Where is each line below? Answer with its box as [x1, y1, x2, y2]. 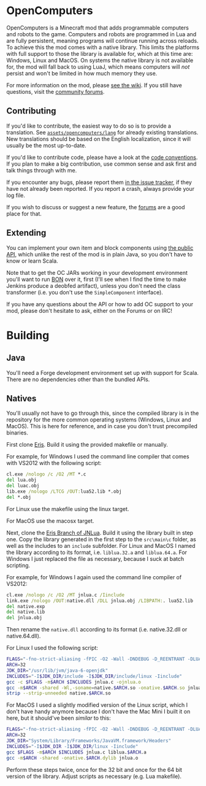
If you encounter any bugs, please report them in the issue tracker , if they [6, 179, 192, 186]
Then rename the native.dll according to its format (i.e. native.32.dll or [6, 626, 188, 633]
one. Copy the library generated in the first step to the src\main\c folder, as [6, 535, 196, 543]
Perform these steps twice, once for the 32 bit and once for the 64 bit [6, 766, 183, 773]
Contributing [6, 106, 56, 117]
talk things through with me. [6, 166, 77, 174]
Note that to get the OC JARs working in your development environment [6, 269, 188, 276]
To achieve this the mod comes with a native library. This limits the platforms [6, 44, 200, 51]
